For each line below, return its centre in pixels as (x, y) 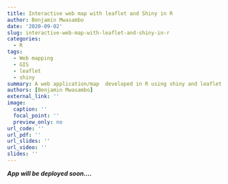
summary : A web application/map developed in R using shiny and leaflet (115, 84)
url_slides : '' (29, 141)
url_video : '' (27, 148)
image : (16, 103)
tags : (15, 52)
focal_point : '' (36, 115)
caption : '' (30, 109)
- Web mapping (33, 58)
